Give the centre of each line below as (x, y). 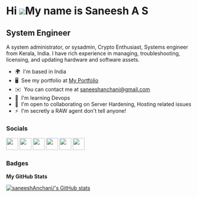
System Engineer (38, 33)
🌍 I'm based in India (41, 72)
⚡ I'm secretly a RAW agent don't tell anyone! (70, 111)
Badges (17, 163)
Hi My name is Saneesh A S (77, 11)
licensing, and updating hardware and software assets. (73, 60)
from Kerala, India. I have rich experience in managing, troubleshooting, (93, 53)
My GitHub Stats (27, 176)
